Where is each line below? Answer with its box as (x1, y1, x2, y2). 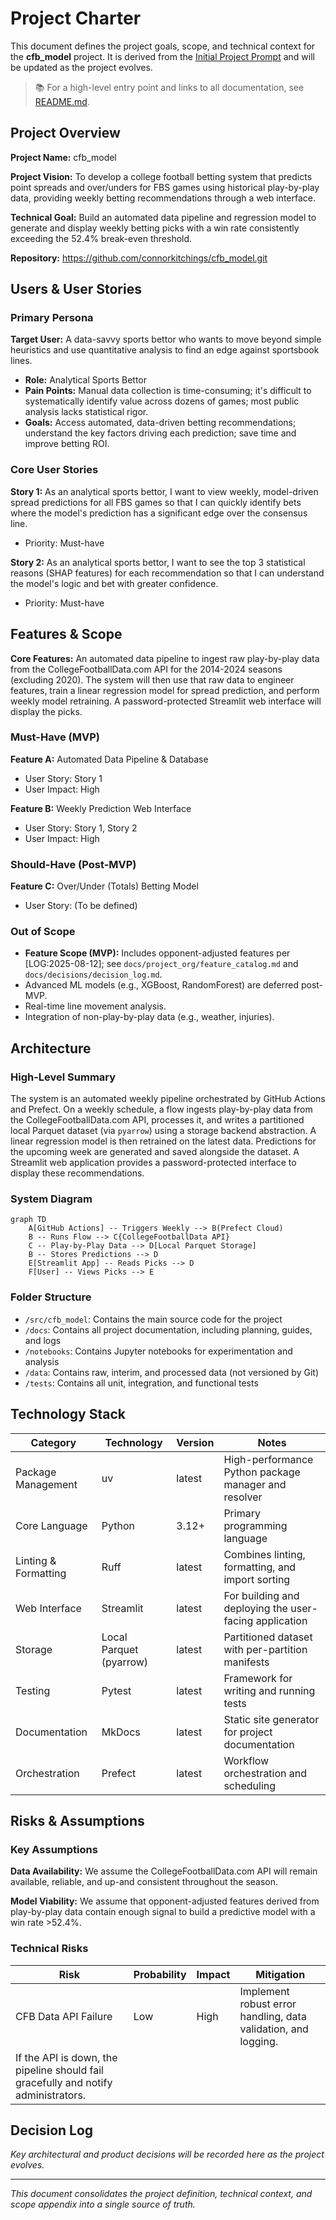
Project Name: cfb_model (10, 151, 117, 163)
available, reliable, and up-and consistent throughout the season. (10, 1876, 279, 1888)
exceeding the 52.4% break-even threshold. (10, 232, 193, 244)
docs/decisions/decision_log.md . (24, 968, 163, 981)
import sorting (223, 1572, 291, 1586)
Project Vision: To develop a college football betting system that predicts (10, 170, 313, 182)
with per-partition (223, 1642, 308, 1656)
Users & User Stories (10, 281, 142, 298)
